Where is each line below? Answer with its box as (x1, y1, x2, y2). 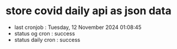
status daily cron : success (14, 36, 81, 43)
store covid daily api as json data (5, 4, 172, 18)
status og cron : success (14, 30, 75, 37)
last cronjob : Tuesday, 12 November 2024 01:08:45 (14, 24, 142, 31)
